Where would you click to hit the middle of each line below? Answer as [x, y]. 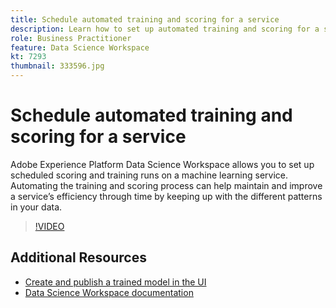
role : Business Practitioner [71, 38]
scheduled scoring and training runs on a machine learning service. [149, 175]
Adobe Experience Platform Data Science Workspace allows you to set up [162, 164]
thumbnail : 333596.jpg [57, 66]
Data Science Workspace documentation [109, 292]
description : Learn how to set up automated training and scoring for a [165, 29]
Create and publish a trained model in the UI [115, 282]
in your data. [36, 207]
